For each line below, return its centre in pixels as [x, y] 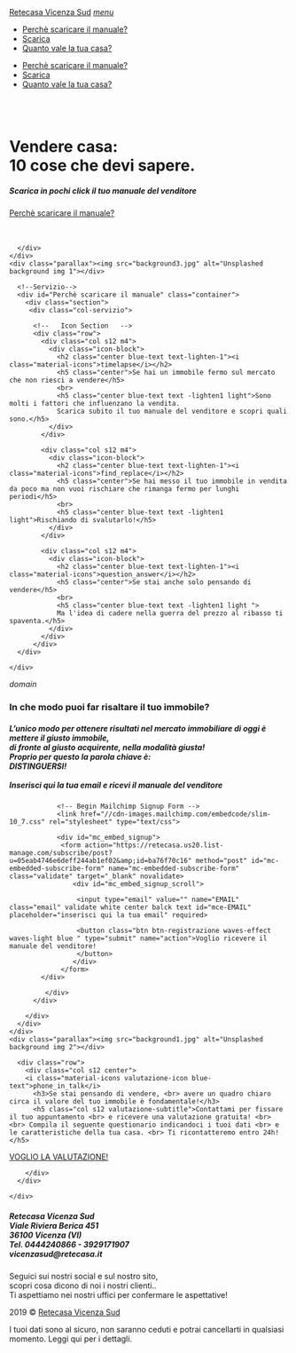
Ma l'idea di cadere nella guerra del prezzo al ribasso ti [170, 613]
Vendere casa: [63, 147]
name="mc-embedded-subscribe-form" [174, 869]
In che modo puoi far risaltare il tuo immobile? [109, 708]
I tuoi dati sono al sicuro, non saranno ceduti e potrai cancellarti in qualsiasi [147, 1330]
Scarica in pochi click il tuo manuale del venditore [103, 190]
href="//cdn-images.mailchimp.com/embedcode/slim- [176, 814]
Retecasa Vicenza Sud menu [62, 12]
